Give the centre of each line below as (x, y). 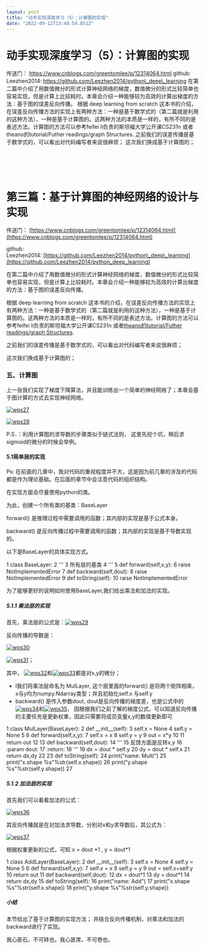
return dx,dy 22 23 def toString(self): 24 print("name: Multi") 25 (86, 756)
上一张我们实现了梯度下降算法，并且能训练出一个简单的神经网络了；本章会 (100, 390)
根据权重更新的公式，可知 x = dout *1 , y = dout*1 (68, 850)
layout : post (23, 12)
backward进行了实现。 (35, 926)
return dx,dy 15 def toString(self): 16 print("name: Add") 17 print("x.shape (98, 881)
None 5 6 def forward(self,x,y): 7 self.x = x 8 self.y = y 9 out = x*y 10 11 (95, 735)
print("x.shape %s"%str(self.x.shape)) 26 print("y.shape (77, 762)
